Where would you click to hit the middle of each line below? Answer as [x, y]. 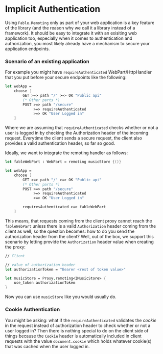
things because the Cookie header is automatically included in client [73, 336]
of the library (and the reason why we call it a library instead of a [70, 27]
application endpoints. [27, 49]
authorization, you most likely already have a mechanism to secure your [78, 43]
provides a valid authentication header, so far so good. [60, 143]
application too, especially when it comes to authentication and [69, 38]
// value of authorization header [40, 265]
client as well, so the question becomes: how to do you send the [70, 231]
